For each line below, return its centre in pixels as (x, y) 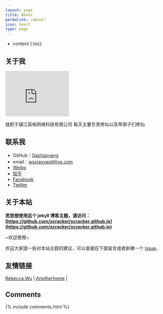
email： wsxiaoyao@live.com (43, 161)
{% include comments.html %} (37, 307)
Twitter (20, 184)
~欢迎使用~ (17, 237)
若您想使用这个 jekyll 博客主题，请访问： (48, 215)
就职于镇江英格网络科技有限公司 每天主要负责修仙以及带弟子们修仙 (75, 124)
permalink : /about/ (26, 19)
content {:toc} (27, 44)
